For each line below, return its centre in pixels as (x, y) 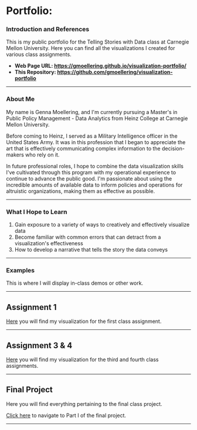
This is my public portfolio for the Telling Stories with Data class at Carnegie (98, 42)
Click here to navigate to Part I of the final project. (66, 415)
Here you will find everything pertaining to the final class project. (84, 404)
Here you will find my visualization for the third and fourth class (82, 359)
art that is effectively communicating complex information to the (84, 148)
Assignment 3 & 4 (39, 345)
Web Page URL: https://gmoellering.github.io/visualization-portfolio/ (100, 66)
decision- (173, 148)
